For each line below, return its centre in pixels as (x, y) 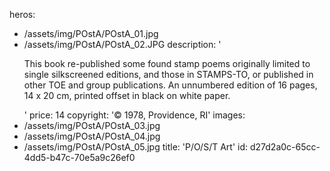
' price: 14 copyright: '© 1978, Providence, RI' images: (134, 115)
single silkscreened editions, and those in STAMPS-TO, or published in (168, 74)
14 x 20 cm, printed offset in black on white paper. (127, 95)
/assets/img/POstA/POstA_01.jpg (91, 33)
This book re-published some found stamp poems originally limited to (167, 63)
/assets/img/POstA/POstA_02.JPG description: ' (122, 44)
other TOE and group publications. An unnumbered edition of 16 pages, (170, 85)
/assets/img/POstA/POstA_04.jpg (92, 136)
